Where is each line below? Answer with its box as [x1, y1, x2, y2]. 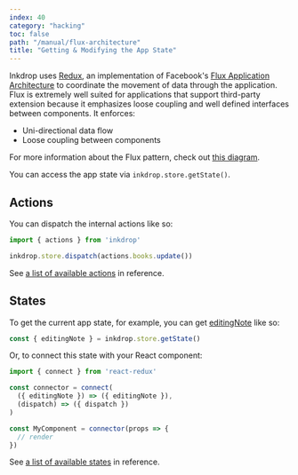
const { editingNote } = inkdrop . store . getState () [9, 334, 201, 343]
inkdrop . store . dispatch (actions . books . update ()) [9, 251, 193, 260]
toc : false [9, 29, 50, 38]
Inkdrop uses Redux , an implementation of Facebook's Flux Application [9, 70, 270, 81]
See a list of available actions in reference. [9, 267, 165, 278]
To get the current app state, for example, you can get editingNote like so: [9, 317, 280, 328]
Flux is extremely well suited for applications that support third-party [9, 90, 261, 100]
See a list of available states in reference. [9, 456, 160, 467]
